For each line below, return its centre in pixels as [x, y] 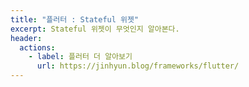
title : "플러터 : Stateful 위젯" [75, 19]
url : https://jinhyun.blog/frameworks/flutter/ [138, 66]
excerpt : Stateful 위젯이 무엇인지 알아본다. [95, 29]
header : [26, 38]
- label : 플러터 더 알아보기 [80, 57]
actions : [37, 47]
